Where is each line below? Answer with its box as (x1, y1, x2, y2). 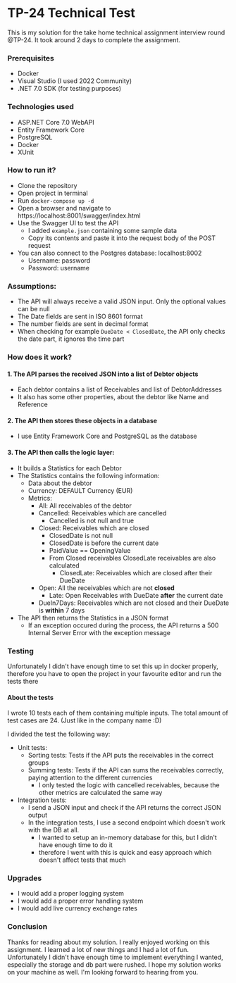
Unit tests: (17, 744, 48, 752)
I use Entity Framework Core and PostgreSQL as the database (17, 432, 197, 441)
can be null (17, 305, 51, 313)
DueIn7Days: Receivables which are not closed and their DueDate (38, 599, 230, 607)
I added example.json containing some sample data (27, 226, 178, 234)
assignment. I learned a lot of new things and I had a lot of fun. (7, 945, 189, 953)
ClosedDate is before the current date (49, 539, 159, 547)
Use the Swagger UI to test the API (17, 218, 119, 227)
